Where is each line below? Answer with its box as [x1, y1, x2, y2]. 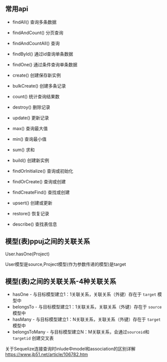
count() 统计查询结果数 [12, 93, 60, 99]
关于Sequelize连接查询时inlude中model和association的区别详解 [5, 346, 136, 352]
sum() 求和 [12, 147, 35, 153]
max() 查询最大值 [12, 125, 48, 131]
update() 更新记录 [12, 115, 49, 121]
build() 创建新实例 [12, 157, 49, 163]
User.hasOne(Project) [5, 251, 50, 257]
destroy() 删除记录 [12, 104, 50, 110]
